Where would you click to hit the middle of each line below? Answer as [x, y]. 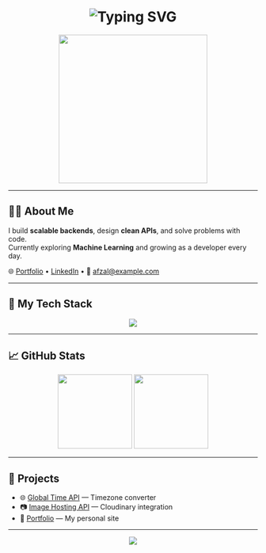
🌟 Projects [34, 478]
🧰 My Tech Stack [50, 304]
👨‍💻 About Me [41, 211]
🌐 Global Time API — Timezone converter [88, 498]
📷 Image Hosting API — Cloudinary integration [96, 507]
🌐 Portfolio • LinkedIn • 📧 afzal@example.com [84, 271]
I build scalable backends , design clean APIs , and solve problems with [124, 231]
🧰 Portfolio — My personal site [69, 518]
